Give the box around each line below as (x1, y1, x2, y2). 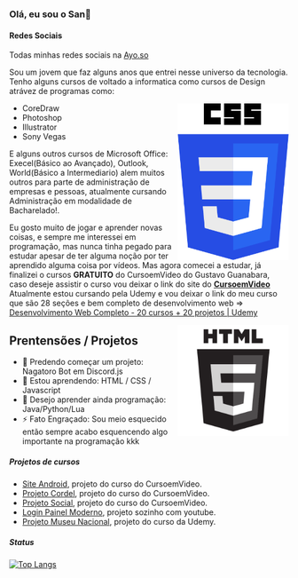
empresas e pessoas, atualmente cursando (9, 186, 167, 197)
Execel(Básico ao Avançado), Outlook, (9, 158, 149, 169)
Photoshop (21, 113, 62, 123)
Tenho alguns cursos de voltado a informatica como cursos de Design (9, 76, 266, 87)
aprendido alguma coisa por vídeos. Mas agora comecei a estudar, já (9, 260, 262, 271)
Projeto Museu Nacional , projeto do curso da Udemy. (21, 516, 216, 527)
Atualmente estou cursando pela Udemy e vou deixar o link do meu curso (9, 289, 278, 299)
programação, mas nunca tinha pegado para (9, 241, 172, 252)
